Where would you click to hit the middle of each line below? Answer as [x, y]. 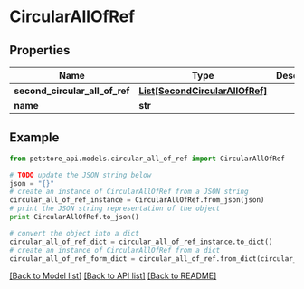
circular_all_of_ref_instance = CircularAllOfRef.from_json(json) [137, 200]
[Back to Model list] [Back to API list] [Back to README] [113, 276]
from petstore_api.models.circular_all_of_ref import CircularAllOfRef [147, 159]
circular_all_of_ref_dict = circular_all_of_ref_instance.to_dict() [141, 242]
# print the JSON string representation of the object [115, 209]
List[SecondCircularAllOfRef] [203, 91]
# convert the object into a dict [75, 233]
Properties [40, 50]
